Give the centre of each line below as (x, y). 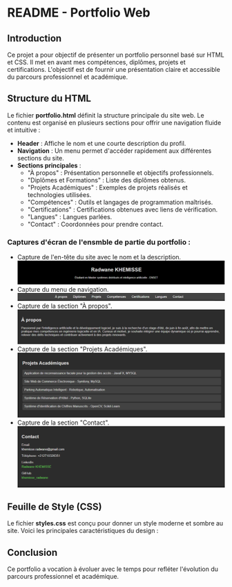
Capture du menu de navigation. (63, 289)
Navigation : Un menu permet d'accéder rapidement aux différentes (114, 151)
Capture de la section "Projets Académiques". (82, 349)
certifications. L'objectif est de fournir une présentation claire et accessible (114, 69)
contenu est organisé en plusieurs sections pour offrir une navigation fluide (114, 122)
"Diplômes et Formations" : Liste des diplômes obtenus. (107, 180)
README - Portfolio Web (79, 13)
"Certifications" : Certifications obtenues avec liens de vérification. (123, 209)
